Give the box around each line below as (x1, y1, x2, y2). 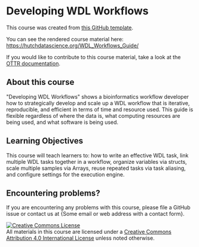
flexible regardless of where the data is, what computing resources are (6, 112, 180, 119)
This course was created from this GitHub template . (6, 24, 133, 31)
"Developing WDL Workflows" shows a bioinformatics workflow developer (6, 93, 189, 100)
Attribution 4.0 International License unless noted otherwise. (6, 234, 155, 242)
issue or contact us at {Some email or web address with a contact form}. (6, 211, 185, 218)
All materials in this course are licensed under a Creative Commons (6, 228, 172, 236)
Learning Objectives (6, 136, 84, 146)
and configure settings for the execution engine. (6, 170, 125, 178)
